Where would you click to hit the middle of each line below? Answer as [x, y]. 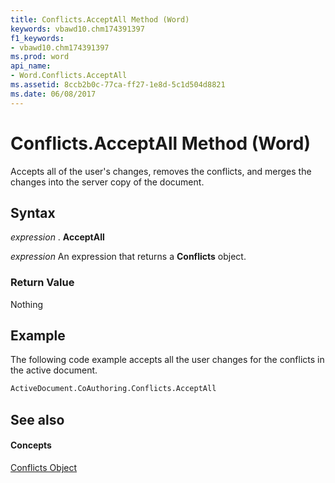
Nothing [27, 304]
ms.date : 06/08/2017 [53, 94]
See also [37, 419]
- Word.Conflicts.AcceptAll [69, 76]
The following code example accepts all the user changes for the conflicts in [167, 360]
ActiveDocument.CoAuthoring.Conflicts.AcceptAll [113, 389]
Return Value [42, 283]
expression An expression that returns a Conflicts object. [128, 257]
